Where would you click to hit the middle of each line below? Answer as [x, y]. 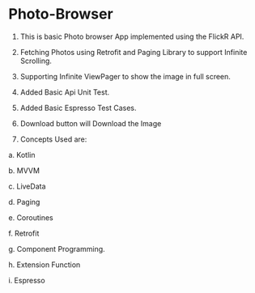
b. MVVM [24, 170]
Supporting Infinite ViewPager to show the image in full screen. [125, 76]
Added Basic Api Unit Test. [65, 92]
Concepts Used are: [53, 139]
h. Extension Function [45, 265]
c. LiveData [27, 186]
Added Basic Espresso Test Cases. [78, 108]
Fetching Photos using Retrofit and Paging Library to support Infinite [134, 52]
